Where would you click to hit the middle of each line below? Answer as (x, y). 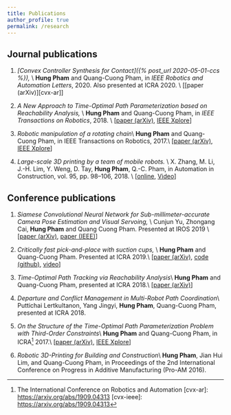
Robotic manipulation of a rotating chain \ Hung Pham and (99, 134)
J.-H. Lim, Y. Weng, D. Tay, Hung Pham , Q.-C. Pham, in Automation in (115, 169)
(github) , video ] (39, 264)
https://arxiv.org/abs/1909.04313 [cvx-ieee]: (80, 396)
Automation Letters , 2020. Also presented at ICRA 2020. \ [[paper (110, 85)
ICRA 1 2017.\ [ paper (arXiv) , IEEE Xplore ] (74, 341)
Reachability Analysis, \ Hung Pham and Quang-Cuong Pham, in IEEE (115, 113)
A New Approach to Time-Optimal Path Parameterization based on (112, 106)
